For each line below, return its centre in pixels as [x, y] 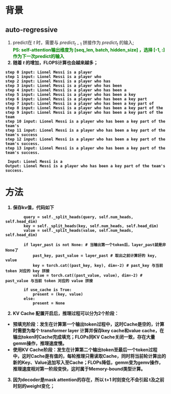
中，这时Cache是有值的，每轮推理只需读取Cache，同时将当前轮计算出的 [89, 356]
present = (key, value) [58, 294]
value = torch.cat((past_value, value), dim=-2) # [88, 275]
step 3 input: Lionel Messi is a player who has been [64, 85]
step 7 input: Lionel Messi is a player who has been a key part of [80, 103]
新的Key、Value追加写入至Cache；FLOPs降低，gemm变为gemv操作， [88, 362]
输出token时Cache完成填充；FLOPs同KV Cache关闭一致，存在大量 [84, 337]
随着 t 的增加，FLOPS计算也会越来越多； [55, 62]
